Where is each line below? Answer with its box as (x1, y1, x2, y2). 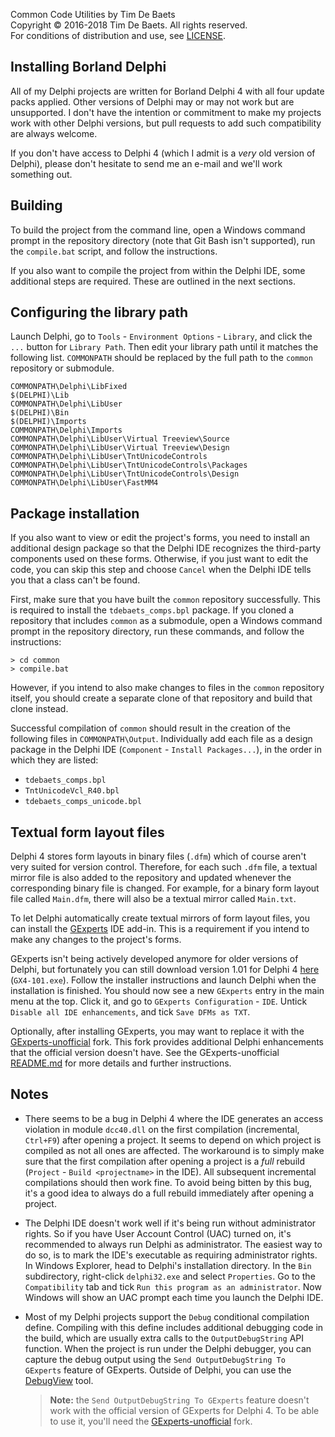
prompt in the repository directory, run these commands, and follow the (10, 625, 305, 638)
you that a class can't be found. (10, 574, 141, 586)
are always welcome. (10, 127, 98, 139)
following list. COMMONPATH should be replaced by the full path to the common (10, 352, 313, 364)
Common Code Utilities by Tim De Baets (10, 9, 176, 20)
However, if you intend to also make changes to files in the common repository (10, 682, 325, 694)
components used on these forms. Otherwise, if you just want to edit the (10, 553, 309, 565)
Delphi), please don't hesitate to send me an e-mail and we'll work (10, 157, 283, 169)
